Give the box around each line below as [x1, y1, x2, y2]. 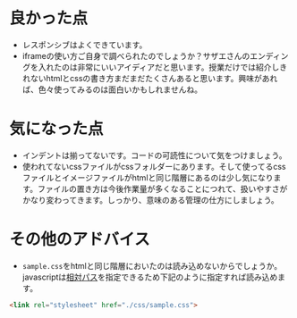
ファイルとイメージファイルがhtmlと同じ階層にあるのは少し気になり [21, 172, 275, 183]
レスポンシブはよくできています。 [21, 39, 148, 50]
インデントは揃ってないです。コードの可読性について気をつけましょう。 [21, 149, 288, 161]
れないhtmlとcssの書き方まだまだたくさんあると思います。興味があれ [21, 72, 278, 83]
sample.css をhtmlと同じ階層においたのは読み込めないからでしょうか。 [21, 260, 283, 271]
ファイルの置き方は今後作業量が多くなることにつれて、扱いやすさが [37, 183, 288, 194]
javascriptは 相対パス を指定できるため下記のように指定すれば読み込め [21, 272, 278, 282]
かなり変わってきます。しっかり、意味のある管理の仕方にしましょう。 [21, 194, 279, 205]
